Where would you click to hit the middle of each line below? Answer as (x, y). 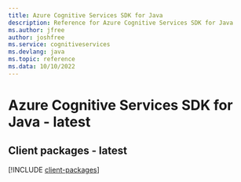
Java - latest (49, 122)
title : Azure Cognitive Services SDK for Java (86, 15)
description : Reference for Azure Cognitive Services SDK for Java (121, 23)
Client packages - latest (68, 151)
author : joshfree (37, 37)
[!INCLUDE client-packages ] (54, 169)
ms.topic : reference (42, 60)
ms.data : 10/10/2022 (42, 67)
